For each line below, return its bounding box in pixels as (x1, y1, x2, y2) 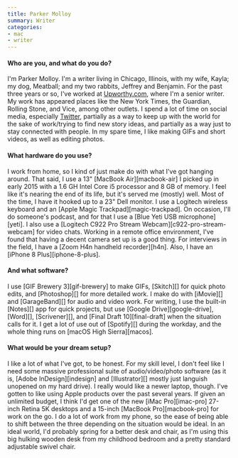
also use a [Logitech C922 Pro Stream (29, 219, 141, 228)
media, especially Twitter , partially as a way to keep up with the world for (7, 112, 221, 121)
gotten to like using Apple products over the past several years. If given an (7, 389, 225, 398)
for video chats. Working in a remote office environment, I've (36, 227, 215, 236)
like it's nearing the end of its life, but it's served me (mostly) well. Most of (7, 190, 225, 198)
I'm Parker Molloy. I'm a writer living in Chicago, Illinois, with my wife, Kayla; (7, 75, 229, 83)
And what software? (7, 266, 69, 275)
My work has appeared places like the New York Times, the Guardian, (7, 97, 212, 106)
